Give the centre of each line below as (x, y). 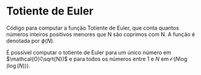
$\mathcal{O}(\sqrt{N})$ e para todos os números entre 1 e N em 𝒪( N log (97, 59)
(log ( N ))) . (18, 65)
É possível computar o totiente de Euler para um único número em (89, 52)
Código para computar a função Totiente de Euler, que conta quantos (93, 28)
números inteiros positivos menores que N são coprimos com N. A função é (101, 34)
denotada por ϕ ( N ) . (30, 41)
